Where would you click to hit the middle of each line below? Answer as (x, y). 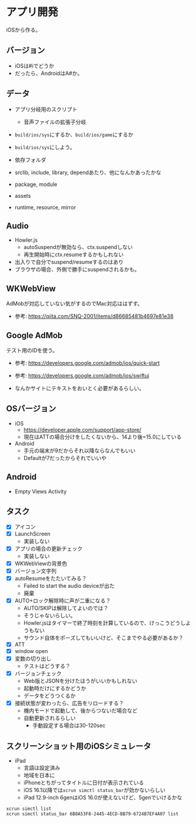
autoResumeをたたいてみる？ (51, 578)
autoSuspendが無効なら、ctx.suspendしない (78, 247)
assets (23, 195)
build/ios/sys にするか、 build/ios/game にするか (74, 134)
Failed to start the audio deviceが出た (69, 585)
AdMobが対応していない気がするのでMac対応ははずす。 (75, 304)
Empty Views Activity (41, 491)
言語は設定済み (42, 768)
